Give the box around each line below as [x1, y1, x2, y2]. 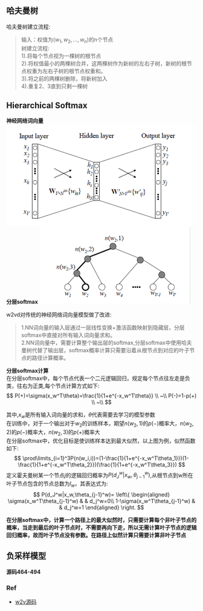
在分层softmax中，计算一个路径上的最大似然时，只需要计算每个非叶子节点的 [6, 516, 197, 524]
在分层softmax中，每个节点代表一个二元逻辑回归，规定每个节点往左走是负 [6, 375, 190, 382]
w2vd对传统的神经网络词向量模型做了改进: [6, 311, 112, 318]
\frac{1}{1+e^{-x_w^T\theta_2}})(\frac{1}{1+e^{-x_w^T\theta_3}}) [18, 461, 177, 468]
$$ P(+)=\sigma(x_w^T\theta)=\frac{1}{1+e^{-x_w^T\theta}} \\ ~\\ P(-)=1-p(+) [6, 392, 197, 399]
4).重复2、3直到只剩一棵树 [21, 82, 88, 90]
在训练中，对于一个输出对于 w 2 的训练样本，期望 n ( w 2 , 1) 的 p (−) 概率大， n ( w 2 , [6, 420, 194, 429]
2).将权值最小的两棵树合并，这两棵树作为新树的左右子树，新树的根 [21, 59, 187, 67]
